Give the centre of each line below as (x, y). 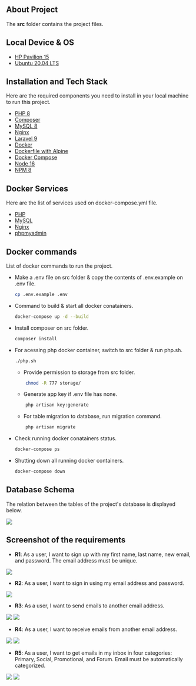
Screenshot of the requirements (66, 540)
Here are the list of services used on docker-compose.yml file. (82, 203)
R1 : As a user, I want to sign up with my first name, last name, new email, (103, 554)
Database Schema (40, 490)
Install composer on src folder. (52, 328)
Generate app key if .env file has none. (70, 394)
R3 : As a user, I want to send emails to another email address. (89, 606)
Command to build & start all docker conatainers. (74, 305)
